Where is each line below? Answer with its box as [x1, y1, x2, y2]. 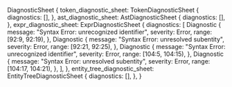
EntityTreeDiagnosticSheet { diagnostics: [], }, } [7, 72, 142, 80]
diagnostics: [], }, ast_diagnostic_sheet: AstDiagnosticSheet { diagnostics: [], [7, 13, 226, 21]
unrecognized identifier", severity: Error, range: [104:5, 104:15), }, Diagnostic [7, 50, 224, 58]
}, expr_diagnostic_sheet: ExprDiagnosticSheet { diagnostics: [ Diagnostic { [7, 21, 222, 28]
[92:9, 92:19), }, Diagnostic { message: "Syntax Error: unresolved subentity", [7, 35, 225, 43]
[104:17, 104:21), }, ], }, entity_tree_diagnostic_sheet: [7, 65, 154, 72]
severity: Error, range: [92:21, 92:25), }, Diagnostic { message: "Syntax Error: [7, 43, 226, 50]
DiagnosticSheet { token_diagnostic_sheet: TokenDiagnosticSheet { [7, 6, 199, 14]
